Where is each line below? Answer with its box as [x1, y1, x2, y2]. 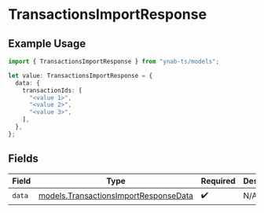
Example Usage [8, 37, 86, 50]
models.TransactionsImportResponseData [38, 190, 194, 201]
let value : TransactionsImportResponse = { [8, 72, 153, 79]
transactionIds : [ [22, 86, 82, 94]
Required [200, 175, 236, 186]
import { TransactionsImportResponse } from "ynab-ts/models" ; [8, 57, 220, 65]
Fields [8, 152, 39, 166]
